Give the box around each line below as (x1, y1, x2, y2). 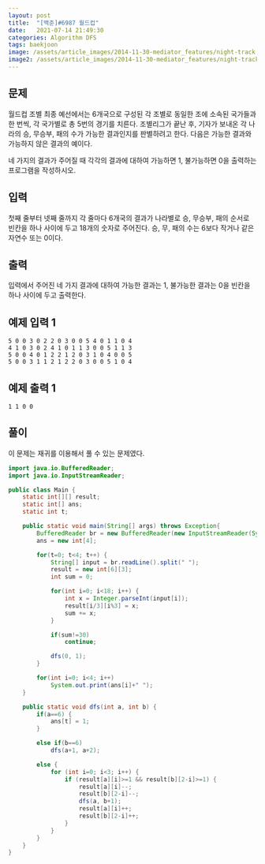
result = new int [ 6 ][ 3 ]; (50, 566, 132, 574)
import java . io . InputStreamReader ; (8, 471, 125, 480)
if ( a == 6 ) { (36, 710, 73, 718)
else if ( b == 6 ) (36, 739, 83, 747)
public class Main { (8, 486, 77, 494)
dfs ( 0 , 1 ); (50, 653, 87, 660)
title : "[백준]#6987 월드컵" (8, 19, 99, 27)
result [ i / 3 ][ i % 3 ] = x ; (64, 601, 140, 610)
